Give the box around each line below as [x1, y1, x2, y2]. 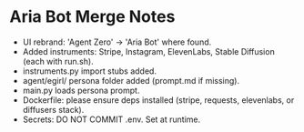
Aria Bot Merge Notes [9, 6, 176, 27]
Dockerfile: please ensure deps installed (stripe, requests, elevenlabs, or [22, 94, 295, 106]
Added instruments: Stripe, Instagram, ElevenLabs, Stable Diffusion [22, 46, 275, 56]
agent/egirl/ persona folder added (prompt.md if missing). [22, 75, 240, 86]
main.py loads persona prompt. [22, 85, 140, 96]
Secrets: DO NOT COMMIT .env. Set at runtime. [22, 114, 201, 125]
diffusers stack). [22, 104, 85, 115]
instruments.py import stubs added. [22, 66, 157, 76]
